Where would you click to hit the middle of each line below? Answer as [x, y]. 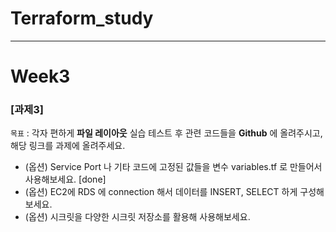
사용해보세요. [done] [65, 179]
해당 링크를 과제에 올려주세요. [68, 146]
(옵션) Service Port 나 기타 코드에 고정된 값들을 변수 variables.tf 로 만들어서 [173, 167]
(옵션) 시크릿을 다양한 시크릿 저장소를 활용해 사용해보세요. [137, 217]
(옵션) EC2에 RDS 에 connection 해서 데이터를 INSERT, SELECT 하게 [161, 192]
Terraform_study [82, 18]
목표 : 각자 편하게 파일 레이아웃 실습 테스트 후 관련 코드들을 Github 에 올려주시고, [166, 133]
